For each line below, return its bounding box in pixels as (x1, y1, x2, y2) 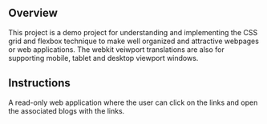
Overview (8, 6, 59, 20)
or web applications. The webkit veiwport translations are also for (8, 44, 225, 54)
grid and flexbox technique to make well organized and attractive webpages (8, 36, 259, 46)
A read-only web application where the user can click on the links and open (8, 98, 258, 107)
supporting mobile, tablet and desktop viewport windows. (8, 53, 199, 62)
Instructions (8, 76, 71, 90)
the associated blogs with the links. (8, 106, 125, 115)
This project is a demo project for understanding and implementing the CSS (8, 27, 258, 37)
